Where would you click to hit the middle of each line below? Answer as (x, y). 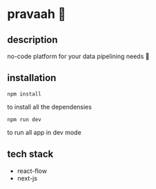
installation (32, 78)
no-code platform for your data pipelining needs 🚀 (78, 56)
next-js (27, 178)
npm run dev (24, 119)
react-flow (32, 171)
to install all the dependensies (49, 107)
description (32, 40)
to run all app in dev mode (44, 132)
